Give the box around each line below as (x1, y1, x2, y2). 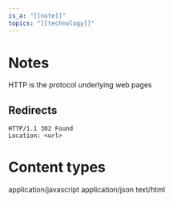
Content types (8, 158, 107, 176)
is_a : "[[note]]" (8, 11, 66, 20)
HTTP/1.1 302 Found (8, 125, 74, 133)
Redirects (8, 103, 58, 117)
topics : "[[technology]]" (8, 19, 95, 27)
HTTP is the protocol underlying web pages (8, 80, 152, 90)
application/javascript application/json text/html (8, 185, 166, 195)
